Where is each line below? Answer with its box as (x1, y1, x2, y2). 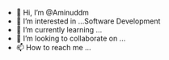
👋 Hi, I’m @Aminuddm (15, 8, 89, 17)
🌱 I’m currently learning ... (15, 25, 103, 34)
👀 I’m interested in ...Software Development (15, 16, 161, 26)
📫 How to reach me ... (15, 43, 91, 52)
